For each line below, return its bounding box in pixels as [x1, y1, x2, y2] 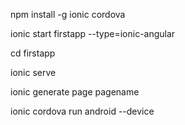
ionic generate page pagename [10, 86, 140, 98]
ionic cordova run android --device [10, 105, 155, 117]
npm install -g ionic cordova [10, 9, 126, 20]
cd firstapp [10, 47, 56, 59]
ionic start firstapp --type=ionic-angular [10, 28, 176, 39]
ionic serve [10, 67, 57, 78]
